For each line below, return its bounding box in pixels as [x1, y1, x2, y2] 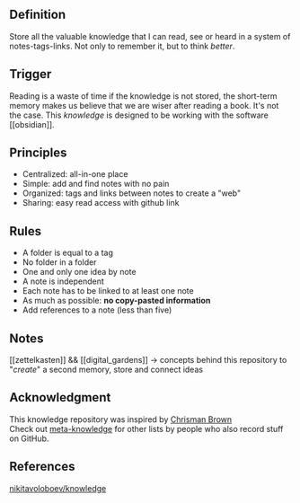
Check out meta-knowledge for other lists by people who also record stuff [9, 423, 284, 434]
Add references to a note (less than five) [22, 304, 172, 315]
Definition [9, 7, 66, 22]
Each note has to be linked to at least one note [22, 286, 195, 296]
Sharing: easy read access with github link [22, 198, 180, 208]
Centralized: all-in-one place [22, 169, 128, 180]
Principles [9, 146, 67, 161]
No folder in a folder [22, 257, 97, 268]
